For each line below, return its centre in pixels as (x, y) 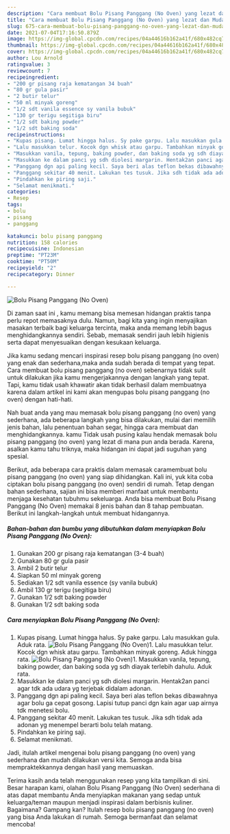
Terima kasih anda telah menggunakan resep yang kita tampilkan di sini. (108, 780)
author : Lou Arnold (35, 58)
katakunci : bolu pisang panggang (55, 236)
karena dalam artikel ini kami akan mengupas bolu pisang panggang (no (108, 392)
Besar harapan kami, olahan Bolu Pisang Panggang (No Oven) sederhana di (114, 787)
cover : (16, 52)
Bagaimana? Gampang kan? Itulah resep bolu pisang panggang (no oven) (111, 809)
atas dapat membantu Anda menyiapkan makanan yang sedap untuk (104, 795)
